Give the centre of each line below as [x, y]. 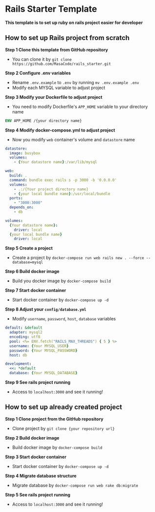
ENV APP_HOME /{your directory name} [44, 121]
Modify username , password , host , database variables [64, 319]
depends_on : [22, 207]
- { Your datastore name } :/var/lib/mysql [55, 162]
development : [18, 364]
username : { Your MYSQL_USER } [39, 346]
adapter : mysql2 [26, 333]
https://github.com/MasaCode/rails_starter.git [61, 64]
